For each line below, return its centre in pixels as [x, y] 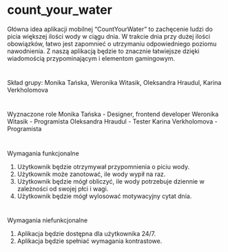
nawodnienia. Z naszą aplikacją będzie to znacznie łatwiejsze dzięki [103, 51]
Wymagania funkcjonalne [43, 153]
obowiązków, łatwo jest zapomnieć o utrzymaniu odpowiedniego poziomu [112, 43]
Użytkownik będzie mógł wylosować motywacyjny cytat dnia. [104, 196]
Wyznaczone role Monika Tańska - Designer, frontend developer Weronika [113, 114]
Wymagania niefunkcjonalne [48, 220]
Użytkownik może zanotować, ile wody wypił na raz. [91, 174]
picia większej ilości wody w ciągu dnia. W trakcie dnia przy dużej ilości [109, 36]
